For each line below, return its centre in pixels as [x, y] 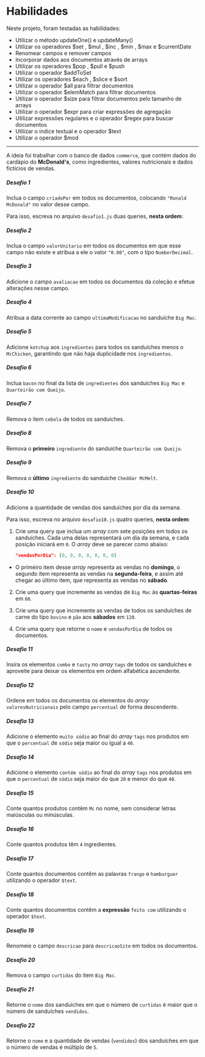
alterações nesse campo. [38, 288]
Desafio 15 [20, 793]
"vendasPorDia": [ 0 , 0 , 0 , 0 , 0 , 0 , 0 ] [66, 555]
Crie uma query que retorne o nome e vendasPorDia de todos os [94, 628]
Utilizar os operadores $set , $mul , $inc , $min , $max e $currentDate [103, 47]
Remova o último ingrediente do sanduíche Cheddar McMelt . [82, 478]
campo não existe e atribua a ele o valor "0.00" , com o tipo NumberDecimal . [100, 252]
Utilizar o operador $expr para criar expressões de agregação [93, 111]
